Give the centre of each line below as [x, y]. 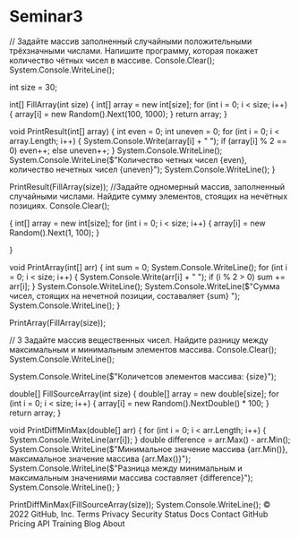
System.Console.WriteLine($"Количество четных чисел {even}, [128, 159]
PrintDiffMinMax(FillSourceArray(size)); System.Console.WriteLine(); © [140, 504]
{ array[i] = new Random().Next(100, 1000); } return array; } [119, 114]
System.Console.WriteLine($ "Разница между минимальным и [126, 468]
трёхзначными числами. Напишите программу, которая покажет [134, 50]
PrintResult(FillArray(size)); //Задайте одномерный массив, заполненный [147, 186]
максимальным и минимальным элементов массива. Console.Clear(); [143, 349]
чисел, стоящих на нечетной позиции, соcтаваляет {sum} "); [125, 295]
